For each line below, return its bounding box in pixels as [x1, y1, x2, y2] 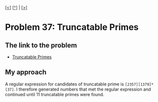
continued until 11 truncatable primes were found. [5, 91, 104, 97]
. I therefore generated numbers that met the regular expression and [14, 86, 151, 92]
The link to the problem [5, 41, 77, 49]
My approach [5, 68, 46, 77]
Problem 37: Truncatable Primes [5, 22, 139, 33]
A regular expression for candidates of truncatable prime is [5, 81, 124, 87]
